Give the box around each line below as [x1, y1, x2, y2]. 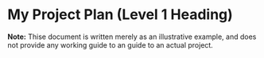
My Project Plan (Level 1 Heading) [7, 6, 234, 24]
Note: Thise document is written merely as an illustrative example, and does [7, 32, 257, 41]
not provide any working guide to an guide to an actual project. [7, 40, 214, 49]
